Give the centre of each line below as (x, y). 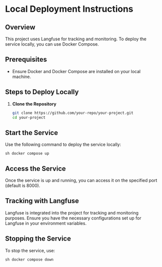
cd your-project (29, 117)
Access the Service (36, 169)
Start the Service (31, 133)
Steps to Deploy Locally (42, 92)
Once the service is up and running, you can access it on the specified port (81, 180)
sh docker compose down (29, 259)
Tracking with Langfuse (42, 201)
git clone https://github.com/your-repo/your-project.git (73, 113)
